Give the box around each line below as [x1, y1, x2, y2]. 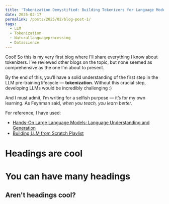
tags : [5, 21, 17, 27]
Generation [12, 125, 36, 131]
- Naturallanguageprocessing [10, 36, 71, 41]
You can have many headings [5, 171, 131, 182]
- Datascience [10, 40, 39, 45]
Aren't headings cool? [5, 190, 76, 199]
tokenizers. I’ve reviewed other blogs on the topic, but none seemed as [5, 59, 152, 65]
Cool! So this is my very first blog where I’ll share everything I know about [5, 54, 158, 60]
